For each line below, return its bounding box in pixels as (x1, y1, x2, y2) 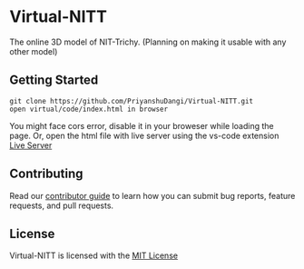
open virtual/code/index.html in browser (9, 105, 169, 114)
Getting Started (9, 73, 99, 88)
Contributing (9, 166, 83, 182)
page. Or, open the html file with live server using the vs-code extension (9, 130, 279, 141)
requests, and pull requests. (9, 200, 114, 211)
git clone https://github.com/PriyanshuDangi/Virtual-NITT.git (9, 96, 254, 105)
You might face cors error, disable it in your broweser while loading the (9, 120, 274, 131)
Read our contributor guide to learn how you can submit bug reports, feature (9, 190, 296, 201)
